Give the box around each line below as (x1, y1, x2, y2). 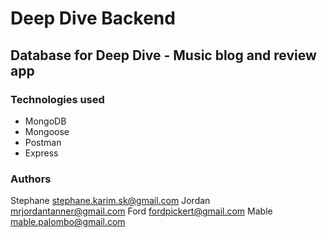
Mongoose (24, 125, 70, 137)
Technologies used (10, 92, 105, 106)
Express (24, 147, 59, 159)
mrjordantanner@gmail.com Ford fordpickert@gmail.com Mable (10, 205, 273, 217)
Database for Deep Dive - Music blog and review (10, 47, 317, 64)
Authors (10, 172, 52, 186)
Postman (24, 136, 62, 148)
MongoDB (24, 115, 67, 127)
